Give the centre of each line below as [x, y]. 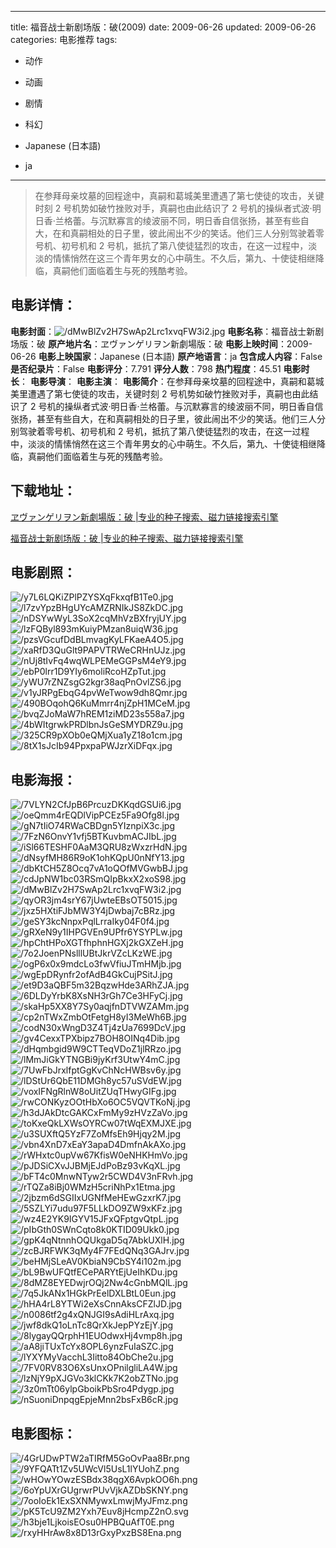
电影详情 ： [43, 305]
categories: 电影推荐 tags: [64, 39]
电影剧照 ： [43, 572]
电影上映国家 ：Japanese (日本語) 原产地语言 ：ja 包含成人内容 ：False [180, 356]
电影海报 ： [43, 779]
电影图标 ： [43, 1433]
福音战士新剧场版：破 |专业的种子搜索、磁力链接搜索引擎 [127, 538]
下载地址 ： [43, 491]
